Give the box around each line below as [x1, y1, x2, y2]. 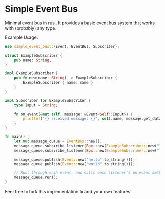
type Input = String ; [14, 102, 58, 108]
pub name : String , [14, 58, 52, 63]
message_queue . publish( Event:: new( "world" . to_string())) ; [14, 162, 135, 166]
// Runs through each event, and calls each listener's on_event [14, 170, 151, 175]
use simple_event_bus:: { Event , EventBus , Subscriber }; [5, 44, 120, 49]
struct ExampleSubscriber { [5, 53, 63, 58]
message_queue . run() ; [14, 175, 58, 180]
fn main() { [5, 134, 29, 139]
